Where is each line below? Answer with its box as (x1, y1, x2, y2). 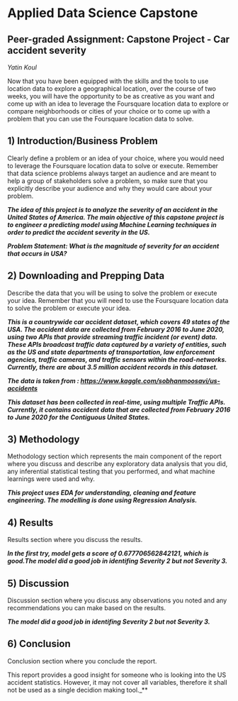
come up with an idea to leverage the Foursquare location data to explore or (7, 99, 229, 108)
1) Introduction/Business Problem (7, 135, 158, 147)
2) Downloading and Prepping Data (7, 270, 165, 282)
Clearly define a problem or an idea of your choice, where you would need (7, 154, 225, 162)
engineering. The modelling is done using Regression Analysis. (7, 496, 198, 504)
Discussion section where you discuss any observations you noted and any (7, 596, 227, 605)
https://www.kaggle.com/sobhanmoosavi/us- (80, 376, 221, 385)
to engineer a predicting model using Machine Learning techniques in (7, 220, 217, 228)
